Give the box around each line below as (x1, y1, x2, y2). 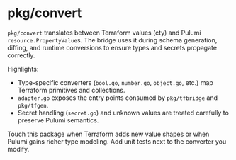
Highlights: (7, 64, 39, 73)
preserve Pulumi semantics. (17, 115, 99, 125)
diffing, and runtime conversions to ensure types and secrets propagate (7, 43, 218, 52)
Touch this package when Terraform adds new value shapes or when (7, 130, 210, 138)
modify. (7, 144, 30, 153)
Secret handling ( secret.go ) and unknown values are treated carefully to (17, 108, 229, 117)
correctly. (7, 51, 35, 59)
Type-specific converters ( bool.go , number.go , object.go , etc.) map (17, 78, 214, 86)
